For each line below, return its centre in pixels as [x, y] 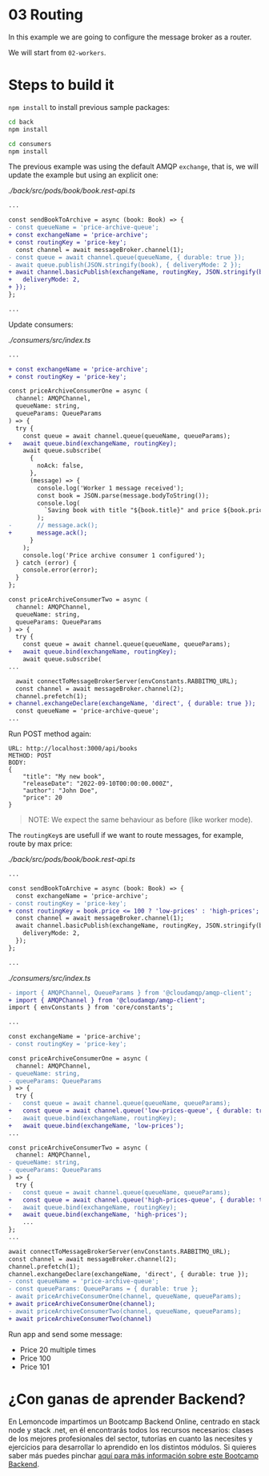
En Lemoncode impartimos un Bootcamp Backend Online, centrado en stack [134, 1421]
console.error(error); [60, 570]
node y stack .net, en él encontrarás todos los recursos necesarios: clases [131, 1429]
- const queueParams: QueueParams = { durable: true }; [103, 1289]
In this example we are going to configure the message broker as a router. [130, 37]
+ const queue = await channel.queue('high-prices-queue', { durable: [132, 1200]
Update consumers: [41, 324]
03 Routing [46, 15]
